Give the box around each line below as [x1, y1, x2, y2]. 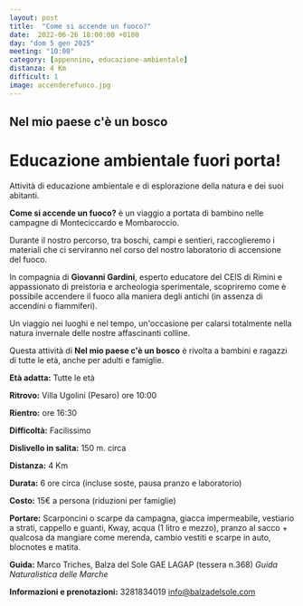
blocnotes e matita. [9, 541, 81, 553]
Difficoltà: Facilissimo [9, 425, 91, 436]
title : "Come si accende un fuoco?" [9, 22, 152, 31]
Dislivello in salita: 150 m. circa [9, 442, 127, 453]
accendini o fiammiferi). [9, 300, 98, 311]
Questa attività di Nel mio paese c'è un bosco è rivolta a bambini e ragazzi [9, 345, 288, 356]
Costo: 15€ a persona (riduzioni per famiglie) [9, 495, 176, 505]
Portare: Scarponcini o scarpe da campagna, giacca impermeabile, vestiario [9, 513, 295, 524]
